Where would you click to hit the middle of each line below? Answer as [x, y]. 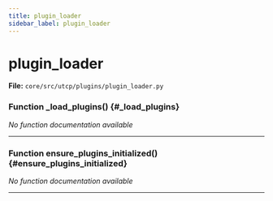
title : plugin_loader [45, 16]
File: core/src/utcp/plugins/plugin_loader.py [86, 86]
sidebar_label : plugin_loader [60, 24]
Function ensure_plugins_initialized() [83, 153]
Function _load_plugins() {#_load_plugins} [94, 107]
